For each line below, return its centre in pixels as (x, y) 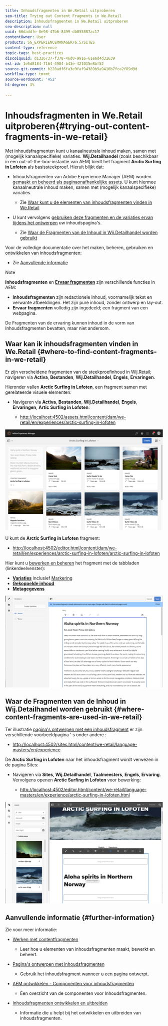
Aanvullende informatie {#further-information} (80, 917)
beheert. (29, 955)
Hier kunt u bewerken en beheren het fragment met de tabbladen (72, 563)
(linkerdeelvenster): (25, 568)
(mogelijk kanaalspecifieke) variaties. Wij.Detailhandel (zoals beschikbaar (82, 156)
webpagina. (24, 313)
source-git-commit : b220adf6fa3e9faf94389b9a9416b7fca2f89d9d (71, 69)
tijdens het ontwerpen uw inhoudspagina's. (57, 222)
